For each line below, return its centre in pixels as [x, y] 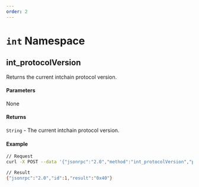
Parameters [21, 91]
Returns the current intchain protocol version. [62, 77]
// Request [20, 157]
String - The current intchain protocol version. [63, 130]
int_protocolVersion [44, 63]
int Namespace [46, 41]
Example [17, 144]
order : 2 [17, 12]
